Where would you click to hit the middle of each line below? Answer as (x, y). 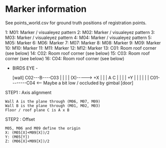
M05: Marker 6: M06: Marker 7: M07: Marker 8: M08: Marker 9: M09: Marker (83, 42)
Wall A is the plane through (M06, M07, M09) (53, 101)
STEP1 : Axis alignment (28, 92)
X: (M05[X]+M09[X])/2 (27, 132)
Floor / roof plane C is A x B (37, 110)
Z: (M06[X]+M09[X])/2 (27, 141)
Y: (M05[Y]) (17, 137)
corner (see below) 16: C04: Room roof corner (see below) (65, 58)
